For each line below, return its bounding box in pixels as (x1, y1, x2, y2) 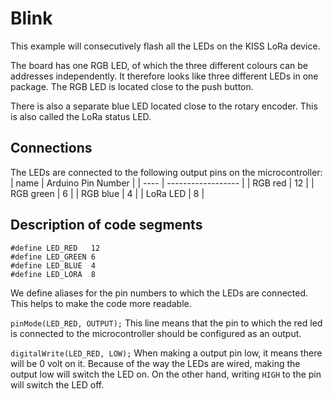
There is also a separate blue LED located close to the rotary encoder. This (10, 100, 318, 112)
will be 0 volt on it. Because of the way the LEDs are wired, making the (10, 357, 301, 369)
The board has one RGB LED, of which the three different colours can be (10, 59, 308, 71)
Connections (10, 140, 93, 157)
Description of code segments (10, 217, 203, 234)
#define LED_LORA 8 (10, 269, 97, 279)
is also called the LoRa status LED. (10, 110, 152, 122)
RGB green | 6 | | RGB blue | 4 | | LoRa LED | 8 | (10, 187, 205, 199)
